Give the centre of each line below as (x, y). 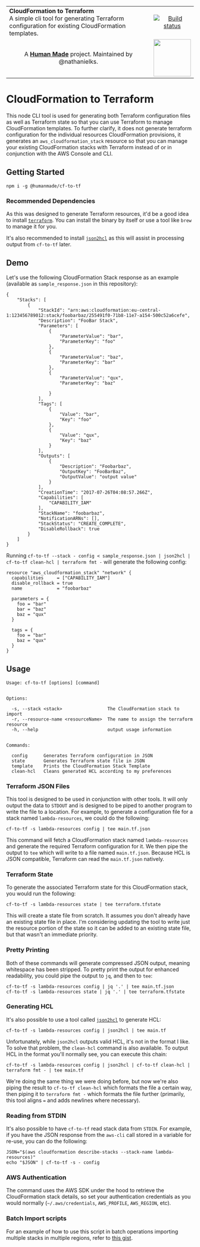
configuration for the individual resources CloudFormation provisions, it (93, 134)
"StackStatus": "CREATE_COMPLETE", (82, 524)
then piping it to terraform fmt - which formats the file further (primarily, (96, 1094)
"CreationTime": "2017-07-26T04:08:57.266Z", (95, 492)
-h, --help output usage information (91, 729)
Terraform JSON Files (38, 786)
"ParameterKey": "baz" (87, 383)
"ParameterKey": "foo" (87, 341)
